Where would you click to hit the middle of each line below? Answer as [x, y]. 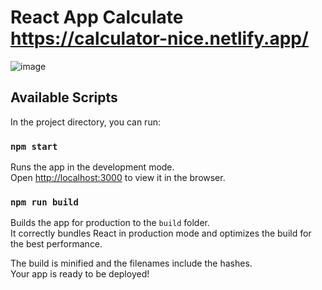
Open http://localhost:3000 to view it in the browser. [118, 178]
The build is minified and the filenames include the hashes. [131, 263]
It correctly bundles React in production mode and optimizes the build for [161, 233]
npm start [34, 146]
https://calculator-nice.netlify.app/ [159, 38]
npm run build [44, 202]
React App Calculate [97, 17]
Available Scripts [64, 97]
